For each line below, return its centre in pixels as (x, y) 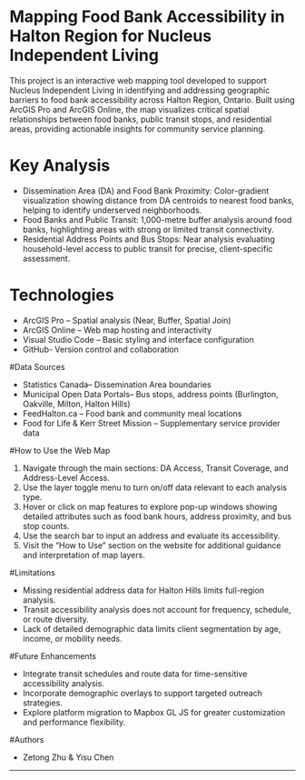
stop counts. (46, 525)
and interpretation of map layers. (84, 555)
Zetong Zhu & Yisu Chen (68, 757)
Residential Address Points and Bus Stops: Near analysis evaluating (148, 239)
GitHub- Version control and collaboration (101, 349)
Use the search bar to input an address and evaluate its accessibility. (151, 535)
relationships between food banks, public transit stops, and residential (141, 119)
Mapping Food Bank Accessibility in (147, 17)
